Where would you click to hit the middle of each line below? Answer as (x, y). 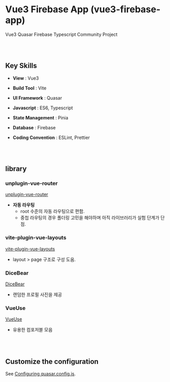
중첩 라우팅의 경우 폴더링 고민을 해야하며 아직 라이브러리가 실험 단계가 (90, 218)
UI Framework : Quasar (37, 98)
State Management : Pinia (40, 117)
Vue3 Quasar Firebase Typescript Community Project (62, 34)
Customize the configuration (52, 361)
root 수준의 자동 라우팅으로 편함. (53, 211)
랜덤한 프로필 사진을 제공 (37, 295)
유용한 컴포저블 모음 (32, 330)
